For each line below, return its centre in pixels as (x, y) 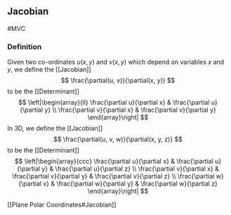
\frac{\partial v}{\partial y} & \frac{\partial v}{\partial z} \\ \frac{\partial (113, 176)
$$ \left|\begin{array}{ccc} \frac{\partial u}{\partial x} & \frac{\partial (114, 162)
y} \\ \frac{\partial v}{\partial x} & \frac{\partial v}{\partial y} (130, 110)
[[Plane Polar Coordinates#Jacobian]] (62, 205)
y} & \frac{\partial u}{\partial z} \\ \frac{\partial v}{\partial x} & (131, 169)
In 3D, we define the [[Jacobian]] (55, 129)
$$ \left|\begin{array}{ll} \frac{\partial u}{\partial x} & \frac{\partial (114, 103)
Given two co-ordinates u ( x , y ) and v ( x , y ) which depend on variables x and (116, 62)
